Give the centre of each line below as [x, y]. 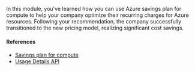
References [21, 42]
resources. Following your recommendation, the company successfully [94, 21]
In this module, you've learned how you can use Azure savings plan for [94, 9]
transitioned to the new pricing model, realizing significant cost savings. [95, 28]
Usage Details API [37, 61]
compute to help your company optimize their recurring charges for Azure [97, 15]
